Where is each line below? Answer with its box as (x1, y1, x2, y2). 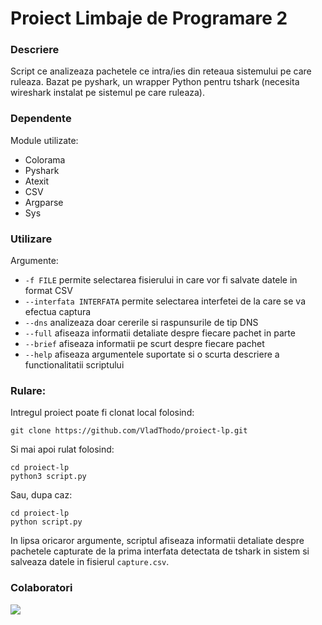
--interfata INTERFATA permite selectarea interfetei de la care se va (24, 295, 307, 307)
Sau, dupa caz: (10, 489, 73, 501)
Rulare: (10, 384, 47, 397)
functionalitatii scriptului (24, 359, 125, 371)
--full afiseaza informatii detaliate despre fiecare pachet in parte (24, 327, 296, 339)
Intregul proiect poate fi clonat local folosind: (10, 407, 195, 419)
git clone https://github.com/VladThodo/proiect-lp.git (10, 426, 248, 436)
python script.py (10, 517, 83, 527)
